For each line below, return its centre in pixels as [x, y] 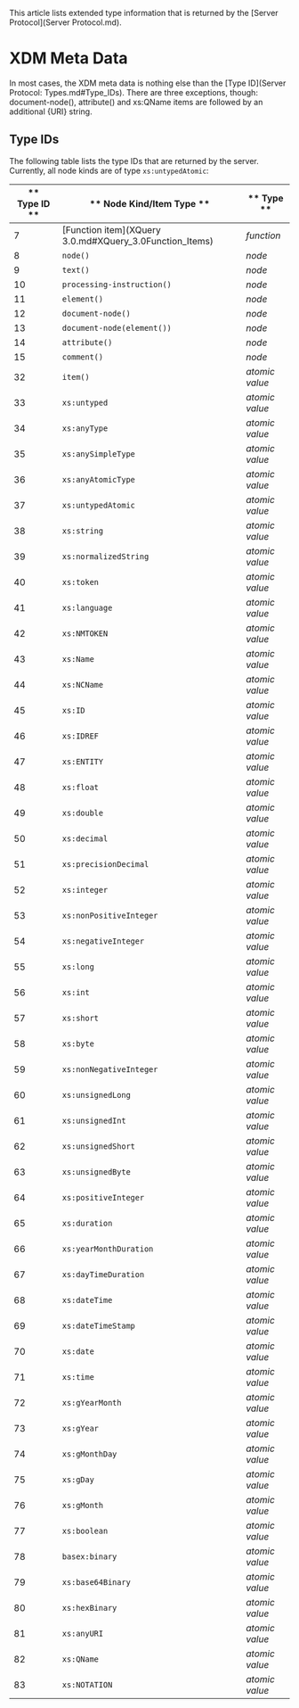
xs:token [81, 582]
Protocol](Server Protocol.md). [65, 22]
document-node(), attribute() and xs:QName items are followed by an [136, 102]
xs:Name [78, 659]
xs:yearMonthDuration [108, 1249]
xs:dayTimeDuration [103, 1274]
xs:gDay [78, 1479]
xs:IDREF [81, 736]
